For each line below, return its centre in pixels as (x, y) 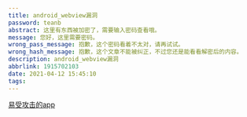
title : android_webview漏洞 (53, 15)
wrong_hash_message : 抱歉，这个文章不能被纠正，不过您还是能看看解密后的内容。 (125, 52)
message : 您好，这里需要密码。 (53, 37)
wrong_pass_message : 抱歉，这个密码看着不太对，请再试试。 (96, 45)
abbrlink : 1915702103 (44, 67)
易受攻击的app (32, 104)
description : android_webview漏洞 (64, 60)
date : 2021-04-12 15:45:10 (52, 74)
